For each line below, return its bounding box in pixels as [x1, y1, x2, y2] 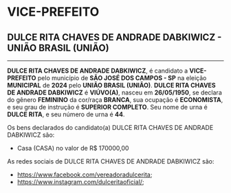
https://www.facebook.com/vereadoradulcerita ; [16, 170, 153, 179]
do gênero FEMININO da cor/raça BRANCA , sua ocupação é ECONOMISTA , [7, 96, 223, 103]
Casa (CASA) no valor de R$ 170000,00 [16, 144, 129, 152]
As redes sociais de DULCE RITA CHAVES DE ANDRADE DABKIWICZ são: [7, 157, 214, 165]
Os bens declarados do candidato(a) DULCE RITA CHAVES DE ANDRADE [7, 124, 214, 131]
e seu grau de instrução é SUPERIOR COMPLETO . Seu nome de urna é [7, 103, 208, 111]
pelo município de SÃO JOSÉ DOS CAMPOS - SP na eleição [37, 74, 207, 82]
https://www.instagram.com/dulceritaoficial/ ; [16, 178, 144, 185]
